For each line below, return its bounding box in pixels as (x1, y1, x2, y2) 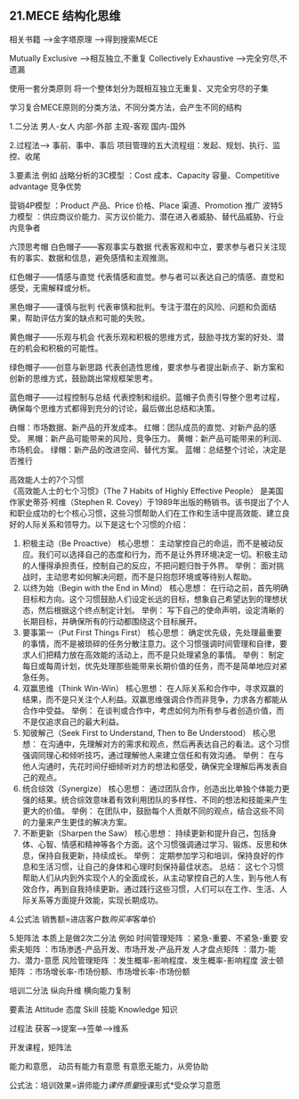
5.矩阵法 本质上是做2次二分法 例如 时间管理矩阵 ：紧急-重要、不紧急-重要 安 (9, 932, 289, 943)
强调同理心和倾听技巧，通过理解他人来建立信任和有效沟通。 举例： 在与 (21, 749, 285, 760)
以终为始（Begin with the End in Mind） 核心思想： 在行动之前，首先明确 (21, 583, 289, 593)
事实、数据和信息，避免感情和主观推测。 (24, 252, 174, 263)
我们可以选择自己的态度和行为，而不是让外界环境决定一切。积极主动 (37, 549, 287, 559)
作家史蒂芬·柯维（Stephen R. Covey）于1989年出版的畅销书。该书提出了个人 (9, 496, 290, 507)
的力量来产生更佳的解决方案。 (21, 816, 132, 827)
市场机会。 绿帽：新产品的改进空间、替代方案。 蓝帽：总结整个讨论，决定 (9, 444, 279, 455)
